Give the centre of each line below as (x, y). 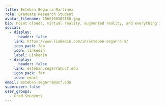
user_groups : (18, 91)
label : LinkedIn (31, 55)
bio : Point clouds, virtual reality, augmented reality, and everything (81, 23)
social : (13, 28)
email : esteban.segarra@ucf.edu (38, 82)
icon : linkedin (29, 50)
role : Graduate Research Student (39, 14)
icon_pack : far (29, 73)
